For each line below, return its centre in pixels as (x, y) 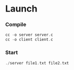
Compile (16, 25)
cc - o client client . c (29, 40)
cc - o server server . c (29, 35)
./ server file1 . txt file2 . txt (37, 63)
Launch (21, 9)
